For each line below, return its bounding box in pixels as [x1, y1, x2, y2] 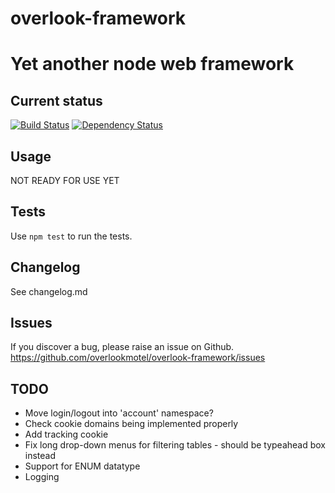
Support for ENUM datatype [24, 460, 141, 472]
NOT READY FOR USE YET [10, 175, 120, 186]
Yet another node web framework [10, 53, 295, 76]
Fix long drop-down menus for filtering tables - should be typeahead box [24, 439, 327, 451]
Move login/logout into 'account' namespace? [24, 407, 214, 419]
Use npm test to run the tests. [10, 230, 133, 242]
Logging [24, 471, 60, 483]
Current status [10, 92, 103, 109]
